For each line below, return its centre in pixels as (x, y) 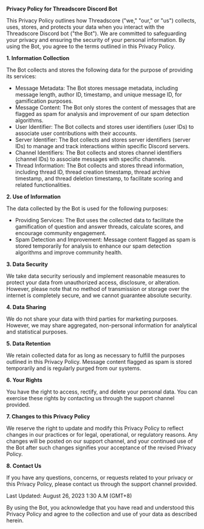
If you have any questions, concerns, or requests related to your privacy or (100, 477)
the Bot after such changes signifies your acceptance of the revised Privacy (101, 448)
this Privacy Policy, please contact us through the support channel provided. (102, 484)
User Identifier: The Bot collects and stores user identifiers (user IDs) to (104, 127)
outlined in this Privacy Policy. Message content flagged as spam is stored (99, 362)
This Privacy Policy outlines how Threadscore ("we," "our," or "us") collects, (101, 20)
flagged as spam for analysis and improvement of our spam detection (102, 114)
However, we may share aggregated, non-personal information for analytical (102, 325)
